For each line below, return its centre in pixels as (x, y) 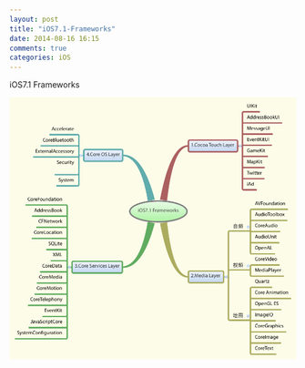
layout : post (34, 19)
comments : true (38, 48)
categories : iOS (40, 58)
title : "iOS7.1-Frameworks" (63, 29)
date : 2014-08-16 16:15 (55, 38)
